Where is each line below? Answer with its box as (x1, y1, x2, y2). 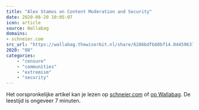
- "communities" (17, 63, 57, 70)
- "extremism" (17, 69, 52, 75)
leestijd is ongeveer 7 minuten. (6, 97, 81, 104)
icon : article (6, 20, 41, 25)
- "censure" (17, 58, 46, 64)
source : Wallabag (6, 25, 49, 31)
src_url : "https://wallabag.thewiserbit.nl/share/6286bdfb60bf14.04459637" (6, 42, 197, 48)
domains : (6, 31, 28, 37)
